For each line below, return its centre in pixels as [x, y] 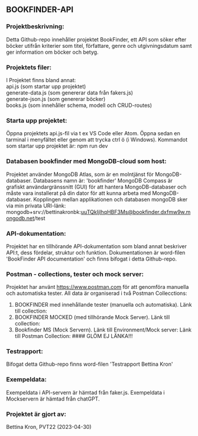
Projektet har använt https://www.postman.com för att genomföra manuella [98, 287]
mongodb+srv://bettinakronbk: [44, 212]
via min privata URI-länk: [36, 206]
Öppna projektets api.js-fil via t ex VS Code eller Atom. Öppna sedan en [93, 134]
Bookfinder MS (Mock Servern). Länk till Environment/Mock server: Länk [103, 330]
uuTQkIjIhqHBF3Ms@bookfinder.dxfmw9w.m [136, 212]
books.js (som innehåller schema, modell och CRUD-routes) [79, 105]
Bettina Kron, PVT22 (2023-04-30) [49, 427]
